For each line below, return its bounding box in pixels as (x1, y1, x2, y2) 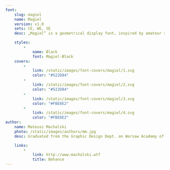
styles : (14, 40, 30, 45)
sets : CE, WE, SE (14, 26, 51, 31)
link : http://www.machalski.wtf (32, 152, 101, 157)
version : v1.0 (14, 21, 44, 27)
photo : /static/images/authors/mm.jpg (14, 129, 96, 134)
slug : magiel (14, 12, 42, 17)
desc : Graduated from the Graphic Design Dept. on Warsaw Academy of (14, 134, 164, 139)
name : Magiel (14, 17, 42, 22)
